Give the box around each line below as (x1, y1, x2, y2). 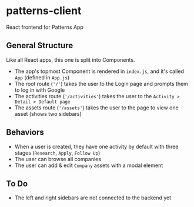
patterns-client (6, 4, 82, 18)
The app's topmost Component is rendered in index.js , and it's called (14, 68, 184, 75)
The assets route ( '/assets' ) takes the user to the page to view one (14, 104, 179, 111)
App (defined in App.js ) (14, 74, 70, 81)
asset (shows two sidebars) (14, 110, 82, 117)
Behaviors (6, 128, 44, 138)
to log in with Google (14, 86, 65, 94)
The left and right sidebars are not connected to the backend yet (14, 194, 172, 201)
